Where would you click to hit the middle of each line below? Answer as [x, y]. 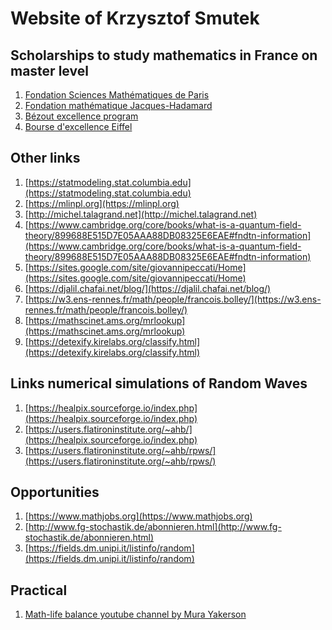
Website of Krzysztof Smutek [135, 18]
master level [49, 70]
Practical [39, 590]
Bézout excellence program [81, 116]
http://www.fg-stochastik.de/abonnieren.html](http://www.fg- [155, 527]
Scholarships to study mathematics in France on [164, 55]
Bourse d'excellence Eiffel [78, 126]
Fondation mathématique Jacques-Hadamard [118, 105]
